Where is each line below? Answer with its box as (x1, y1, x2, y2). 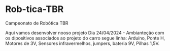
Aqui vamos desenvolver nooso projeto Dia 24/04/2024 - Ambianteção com (5, 29, 164, 35)
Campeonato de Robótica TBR (5, 20, 69, 26)
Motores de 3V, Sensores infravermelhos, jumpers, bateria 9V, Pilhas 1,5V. (5, 40, 160, 46)
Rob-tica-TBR (5, 3, 64, 15)
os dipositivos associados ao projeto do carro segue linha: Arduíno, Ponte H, (5, 35, 165, 41)
